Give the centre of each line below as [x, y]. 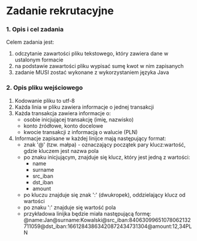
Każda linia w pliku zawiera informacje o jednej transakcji [84, 107]
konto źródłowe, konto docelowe [63, 126]
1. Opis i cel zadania [35, 30]
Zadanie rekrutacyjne [60, 11]
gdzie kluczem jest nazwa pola [61, 151]
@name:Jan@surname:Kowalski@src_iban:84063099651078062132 [107, 220]
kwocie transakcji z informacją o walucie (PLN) [80, 132]
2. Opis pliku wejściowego [44, 88]
